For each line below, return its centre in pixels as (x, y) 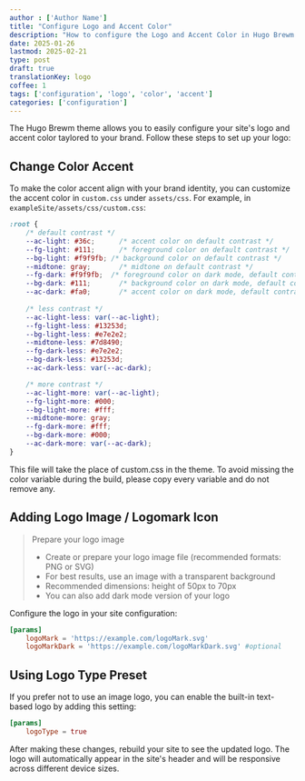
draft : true (32, 69)
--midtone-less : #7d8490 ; (75, 343)
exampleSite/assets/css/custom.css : (78, 208)
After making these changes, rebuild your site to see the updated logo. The (150, 749)
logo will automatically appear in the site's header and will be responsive (145, 758)
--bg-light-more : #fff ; (71, 410)
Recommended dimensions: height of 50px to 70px (141, 586)
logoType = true (57, 731)
